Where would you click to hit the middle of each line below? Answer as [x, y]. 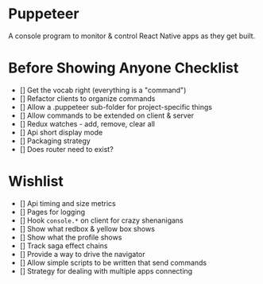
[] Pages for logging [52, 212]
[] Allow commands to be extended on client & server [107, 115]
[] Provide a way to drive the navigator [82, 254]
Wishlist [36, 182]
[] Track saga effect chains [64, 245]
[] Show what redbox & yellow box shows [87, 228]
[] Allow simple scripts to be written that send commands [113, 263]
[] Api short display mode [61, 132]
